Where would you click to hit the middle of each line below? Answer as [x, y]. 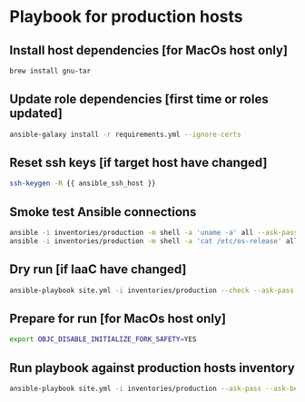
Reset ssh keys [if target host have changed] [138, 162]
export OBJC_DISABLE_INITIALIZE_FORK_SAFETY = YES [103, 339]
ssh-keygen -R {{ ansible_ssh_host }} [83, 183]
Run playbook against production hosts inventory [152, 368]
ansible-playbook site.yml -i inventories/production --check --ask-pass [152, 290]
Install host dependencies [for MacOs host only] [149, 50]
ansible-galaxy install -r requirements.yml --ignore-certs [126, 134]
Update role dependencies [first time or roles [139, 99]
